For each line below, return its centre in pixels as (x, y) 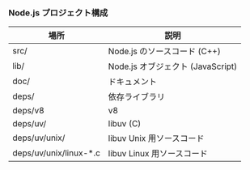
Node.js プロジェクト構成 (58, 12)
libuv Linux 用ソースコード (158, 154)
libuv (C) (125, 124)
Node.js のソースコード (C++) (164, 52)
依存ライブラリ (137, 97)
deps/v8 (28, 111)
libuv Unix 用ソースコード (156, 138)
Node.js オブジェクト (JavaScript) (173, 66)
